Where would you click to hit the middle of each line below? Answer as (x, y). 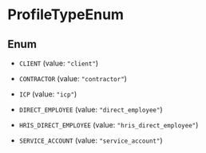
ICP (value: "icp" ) (48, 94)
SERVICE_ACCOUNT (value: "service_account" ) (91, 140)
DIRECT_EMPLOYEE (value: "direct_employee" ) (91, 110)
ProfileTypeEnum (66, 15)
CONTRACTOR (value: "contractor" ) (73, 78)
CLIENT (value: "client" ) (59, 63)
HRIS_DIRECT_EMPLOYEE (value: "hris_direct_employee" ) (109, 125)
